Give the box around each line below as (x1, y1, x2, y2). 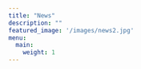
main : (15, 41, 34, 49)
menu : (8, 33, 26, 42)
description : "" (8, 19, 62, 27)
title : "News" (8, 11, 56, 20)
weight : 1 (22, 48, 56, 56)
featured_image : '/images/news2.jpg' (8, 26, 135, 34)
